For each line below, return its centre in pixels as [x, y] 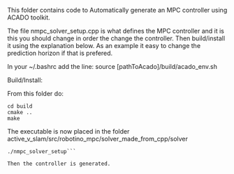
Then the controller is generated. [59, 164]
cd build [20, 106]
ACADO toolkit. [29, 17]
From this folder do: [36, 94]
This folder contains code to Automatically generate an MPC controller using [117, 10]
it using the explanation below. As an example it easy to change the [104, 46]
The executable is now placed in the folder [68, 131]
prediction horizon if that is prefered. [60, 53]
